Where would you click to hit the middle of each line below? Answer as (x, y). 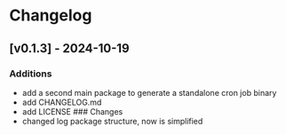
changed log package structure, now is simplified (112, 121)
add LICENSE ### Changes (72, 111)
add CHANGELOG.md (62, 102)
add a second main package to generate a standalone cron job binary (149, 92)
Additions (31, 74)
